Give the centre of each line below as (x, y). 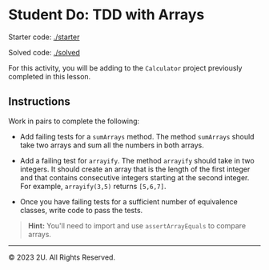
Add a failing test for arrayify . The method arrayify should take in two (137, 160)
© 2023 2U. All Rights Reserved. (62, 257)
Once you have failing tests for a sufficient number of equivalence (128, 201)
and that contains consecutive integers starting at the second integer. (134, 177)
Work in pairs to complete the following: (74, 121)
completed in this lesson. (50, 76)
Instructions (39, 102)
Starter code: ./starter (44, 37)
